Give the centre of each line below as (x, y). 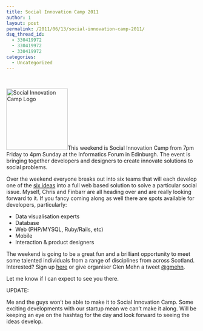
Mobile (24, 236)
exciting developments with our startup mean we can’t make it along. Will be (101, 308)
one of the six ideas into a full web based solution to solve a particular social (101, 185)
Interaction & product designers (55, 242)
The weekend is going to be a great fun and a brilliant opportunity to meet (98, 254)
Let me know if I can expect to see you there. (63, 278)
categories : (21, 57)
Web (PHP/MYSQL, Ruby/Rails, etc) (59, 229)
